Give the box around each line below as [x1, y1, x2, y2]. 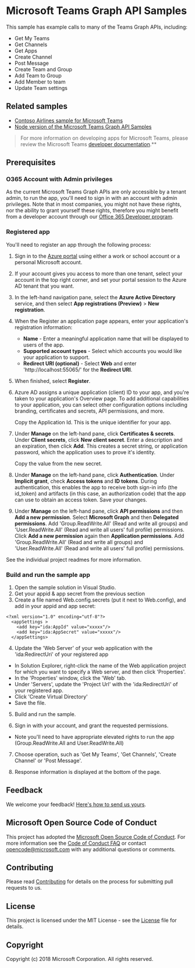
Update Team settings [14, 84, 68, 91]
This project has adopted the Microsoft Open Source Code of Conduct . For [6, 833, 186, 840]
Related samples [6, 101, 68, 112]
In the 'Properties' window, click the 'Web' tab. [14, 675, 126, 682]
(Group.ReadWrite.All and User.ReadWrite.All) [14, 739, 124, 746]
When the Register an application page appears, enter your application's [14, 317, 189, 324]
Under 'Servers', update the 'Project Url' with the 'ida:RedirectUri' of [14, 681, 178, 688]
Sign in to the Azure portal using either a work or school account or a [14, 253, 180, 260]
